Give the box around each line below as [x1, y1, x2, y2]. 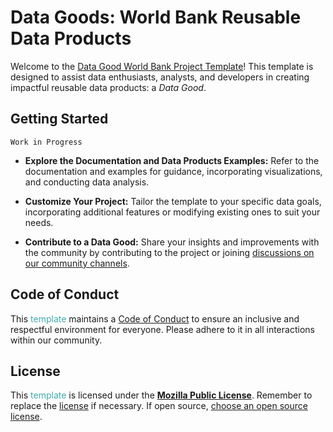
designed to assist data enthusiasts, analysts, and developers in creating [10, 71, 310, 83]
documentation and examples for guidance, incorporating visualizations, [24, 165, 323, 177]
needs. [24, 216, 54, 228]
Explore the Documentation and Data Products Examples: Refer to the [24, 154, 320, 166]
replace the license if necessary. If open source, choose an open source [10, 400, 308, 412]
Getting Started [10, 111, 109, 128]
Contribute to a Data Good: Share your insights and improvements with [24, 236, 320, 248]
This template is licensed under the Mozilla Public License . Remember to [10, 389, 313, 401]
